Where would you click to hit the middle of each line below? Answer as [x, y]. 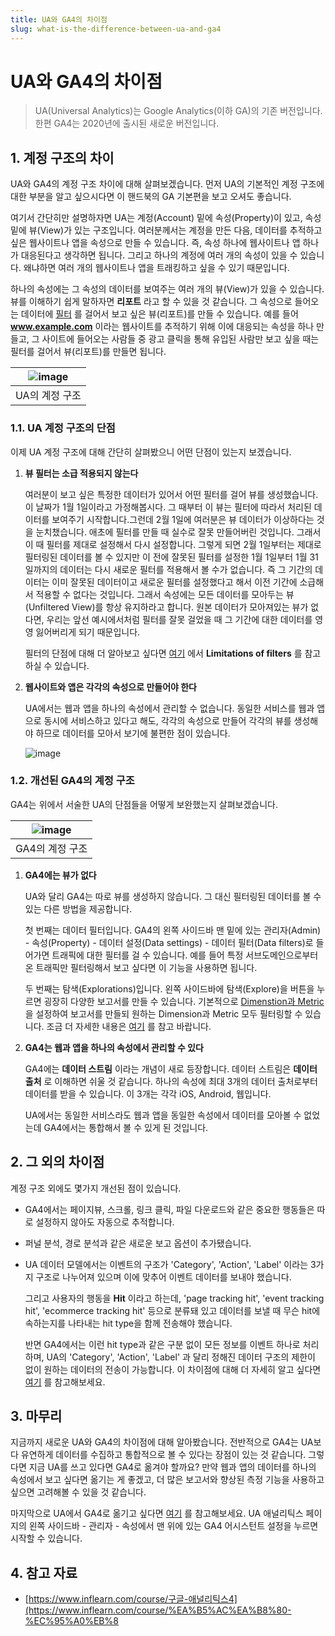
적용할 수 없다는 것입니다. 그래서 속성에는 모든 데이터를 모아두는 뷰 [165, 594]
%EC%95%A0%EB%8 [71, 1621]
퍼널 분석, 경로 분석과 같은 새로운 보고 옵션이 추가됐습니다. [138, 1243]
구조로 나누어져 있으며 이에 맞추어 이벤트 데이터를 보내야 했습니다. [163, 1277]
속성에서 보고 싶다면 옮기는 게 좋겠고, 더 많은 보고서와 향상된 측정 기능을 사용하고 [167, 1480]
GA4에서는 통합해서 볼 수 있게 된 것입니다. [126, 1127]
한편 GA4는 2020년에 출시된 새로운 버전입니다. [127, 123]
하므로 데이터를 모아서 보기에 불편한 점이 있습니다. [133, 733]
